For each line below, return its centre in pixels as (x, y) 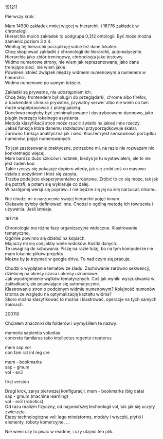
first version (17, 382)
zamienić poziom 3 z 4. (28, 41)
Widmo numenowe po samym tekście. (43, 83)
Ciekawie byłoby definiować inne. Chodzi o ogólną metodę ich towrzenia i (79, 204)
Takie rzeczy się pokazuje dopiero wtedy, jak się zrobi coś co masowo (75, 169)
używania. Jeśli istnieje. (29, 209)
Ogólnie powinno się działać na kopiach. (45, 238)
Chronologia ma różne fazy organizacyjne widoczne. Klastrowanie (71, 228)
